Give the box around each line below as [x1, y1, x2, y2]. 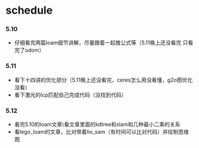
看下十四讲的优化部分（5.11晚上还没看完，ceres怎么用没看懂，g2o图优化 [14, 76, 193, 84]
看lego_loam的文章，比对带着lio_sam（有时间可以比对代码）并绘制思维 [14, 128, 189, 135]
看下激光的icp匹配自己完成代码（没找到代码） [14, 91, 127, 98]
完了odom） [14, 47, 45, 54]
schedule [5, 4, 53, 17]
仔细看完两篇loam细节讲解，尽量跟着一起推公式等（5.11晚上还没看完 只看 [14, 39, 194, 47]
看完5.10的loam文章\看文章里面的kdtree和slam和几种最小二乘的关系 [14, 121, 180, 128]
